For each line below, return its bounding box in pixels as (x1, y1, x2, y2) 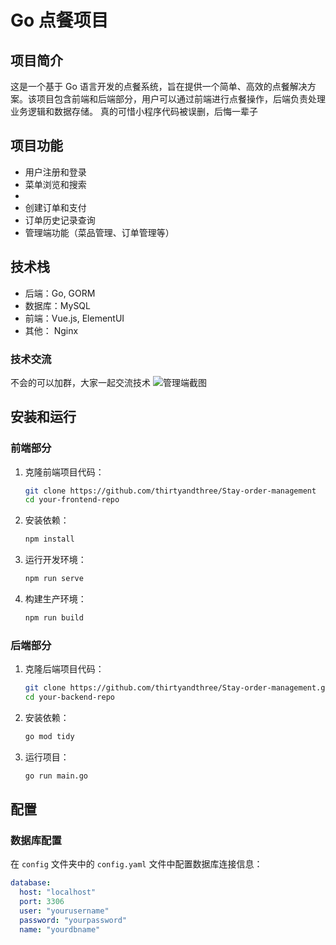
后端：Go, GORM (24, 287, 96, 299)
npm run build (24, 613, 84, 623)
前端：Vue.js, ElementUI (24, 312, 125, 324)
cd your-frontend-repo (24, 495, 120, 505)
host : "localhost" (19, 887, 97, 898)
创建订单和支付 (24, 201, 87, 213)
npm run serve (24, 574, 84, 584)
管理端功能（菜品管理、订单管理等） (24, 226, 175, 238)
